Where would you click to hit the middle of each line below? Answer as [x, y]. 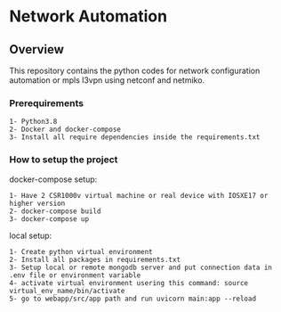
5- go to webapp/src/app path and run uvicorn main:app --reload [132, 299]
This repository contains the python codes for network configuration [135, 70]
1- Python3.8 [33, 122]
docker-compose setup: [53, 179]
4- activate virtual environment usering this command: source [129, 283]
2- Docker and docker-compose [65, 130]
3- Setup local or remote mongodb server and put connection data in [141, 267]
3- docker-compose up [49, 219]
